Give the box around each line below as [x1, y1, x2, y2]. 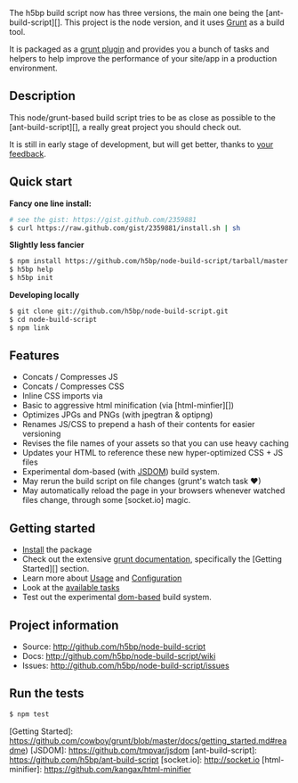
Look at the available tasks [21, 582, 120, 593]
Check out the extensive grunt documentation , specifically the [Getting [21, 554, 283, 565]
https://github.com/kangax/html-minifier [44, 763, 191, 774]
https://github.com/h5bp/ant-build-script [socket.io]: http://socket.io [9, 754, 261, 765]
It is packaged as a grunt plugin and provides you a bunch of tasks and [9, 44, 270, 54]
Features [9, 348, 60, 364]
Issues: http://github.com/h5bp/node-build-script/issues [21, 660, 230, 672]
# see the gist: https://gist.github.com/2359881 [9, 215, 197, 224]
